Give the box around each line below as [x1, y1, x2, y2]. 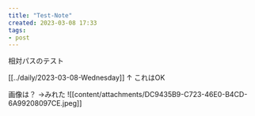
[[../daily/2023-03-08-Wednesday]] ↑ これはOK [8, 73, 166, 83]
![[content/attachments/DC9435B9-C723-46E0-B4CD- [67, 90, 248, 99]
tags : [8, 26, 26, 34]
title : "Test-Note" [8, 11, 73, 20]
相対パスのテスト [8, 56, 64, 65]
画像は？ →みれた [8, 90, 66, 99]
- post [8, 33, 30, 42]
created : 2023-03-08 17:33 [8, 19, 97, 27]
